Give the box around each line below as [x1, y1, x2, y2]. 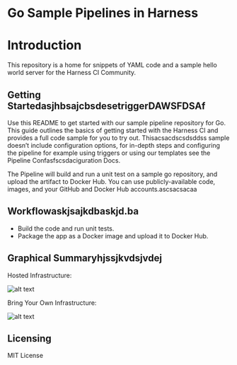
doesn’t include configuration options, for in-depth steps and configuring [7, 141, 221, 149]
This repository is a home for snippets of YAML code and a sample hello [7, 61, 218, 69]
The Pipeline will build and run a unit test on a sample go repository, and [7, 170, 218, 178]
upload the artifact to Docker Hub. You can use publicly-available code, [7, 177, 216, 185]
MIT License [7, 352, 44, 360]
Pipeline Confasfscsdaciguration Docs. [7, 156, 121, 164]
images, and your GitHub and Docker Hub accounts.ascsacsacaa [7, 185, 197, 193]
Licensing [7, 332, 52, 344]
